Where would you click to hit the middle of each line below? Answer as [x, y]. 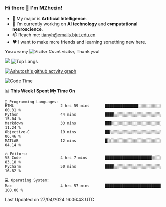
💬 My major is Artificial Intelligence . [50, 19]
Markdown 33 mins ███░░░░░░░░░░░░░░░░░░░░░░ [83, 123]
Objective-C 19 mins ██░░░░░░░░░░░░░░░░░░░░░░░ [83, 132]
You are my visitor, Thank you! [53, 52]
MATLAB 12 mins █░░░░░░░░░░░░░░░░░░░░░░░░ [83, 141]
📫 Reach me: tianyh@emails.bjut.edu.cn [54, 35]
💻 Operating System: [27, 180]
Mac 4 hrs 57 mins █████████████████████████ [83, 186]
